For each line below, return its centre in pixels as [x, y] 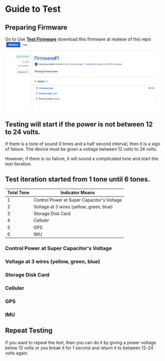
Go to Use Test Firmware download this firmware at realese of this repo [78, 39]
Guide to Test [33, 9]
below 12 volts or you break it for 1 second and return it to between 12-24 [79, 348]
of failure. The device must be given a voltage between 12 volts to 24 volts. [81, 149]
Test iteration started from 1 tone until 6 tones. [78, 180]
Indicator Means [78, 193]
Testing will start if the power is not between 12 [79, 124]
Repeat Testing [29, 331]
